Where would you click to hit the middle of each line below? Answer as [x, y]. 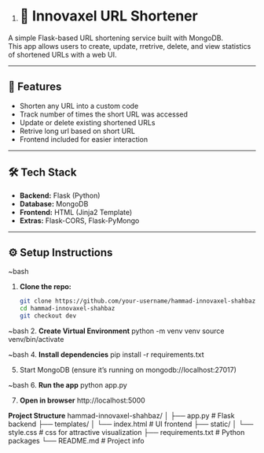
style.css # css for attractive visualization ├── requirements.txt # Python [126, 432]
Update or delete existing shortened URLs [87, 122]
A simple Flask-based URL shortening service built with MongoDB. [116, 38]
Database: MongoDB [54, 203]
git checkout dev [48, 316]
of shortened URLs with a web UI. [62, 54]
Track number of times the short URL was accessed [104, 114]
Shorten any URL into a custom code [79, 106]
